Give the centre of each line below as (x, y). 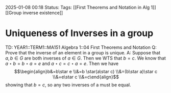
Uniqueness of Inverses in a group (79, 33)
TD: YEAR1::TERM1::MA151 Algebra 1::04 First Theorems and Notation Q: (81, 47)
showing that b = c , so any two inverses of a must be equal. (68, 85)
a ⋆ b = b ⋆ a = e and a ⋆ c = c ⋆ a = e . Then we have (62, 64)
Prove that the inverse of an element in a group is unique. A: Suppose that (83, 52)
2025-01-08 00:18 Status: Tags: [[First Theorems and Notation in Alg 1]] (81, 7)
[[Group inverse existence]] (34, 13)
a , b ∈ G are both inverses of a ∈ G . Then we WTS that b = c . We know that (86, 58)
